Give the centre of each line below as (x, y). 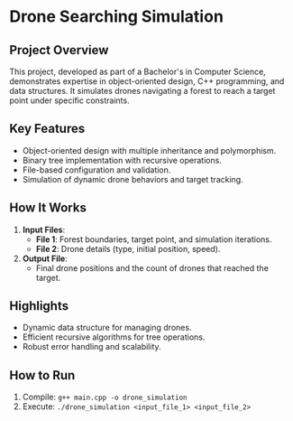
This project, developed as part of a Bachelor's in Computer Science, (137, 71)
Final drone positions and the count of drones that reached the (152, 267)
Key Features (47, 129)
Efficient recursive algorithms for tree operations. (114, 337)
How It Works (48, 208)
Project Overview (59, 50)
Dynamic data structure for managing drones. (107, 328)
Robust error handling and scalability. (92, 347)
